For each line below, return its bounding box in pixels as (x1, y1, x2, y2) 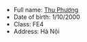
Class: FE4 (13, 20, 44, 28)
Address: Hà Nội (13, 27, 60, 35)
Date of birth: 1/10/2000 (13, 13, 80, 21)
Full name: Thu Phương (13, 6, 79, 14)
